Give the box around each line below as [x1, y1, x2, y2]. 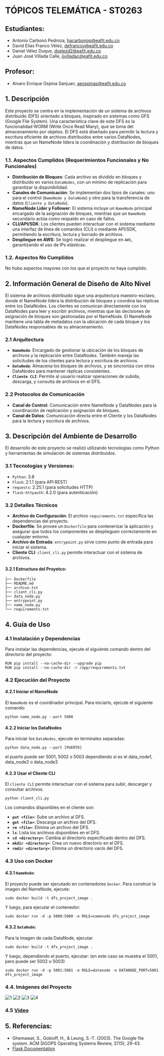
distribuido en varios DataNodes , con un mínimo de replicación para [12, 179, 147, 185]
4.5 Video [5, 1007, 29, 1014]
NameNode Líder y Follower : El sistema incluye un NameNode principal [12, 205, 152, 211]
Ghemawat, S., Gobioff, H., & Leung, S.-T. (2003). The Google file [12, 1035, 144, 1041]
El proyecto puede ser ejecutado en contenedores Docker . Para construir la [5, 880, 156, 887]
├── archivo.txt [5, 586, 38, 590]
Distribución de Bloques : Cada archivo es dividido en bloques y [12, 174, 142, 179]
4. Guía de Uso [5, 620, 50, 629]
